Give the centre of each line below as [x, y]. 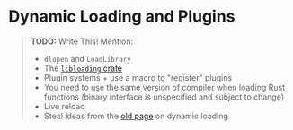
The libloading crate [83, 68]
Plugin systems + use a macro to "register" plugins [138, 77]
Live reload [65, 106]
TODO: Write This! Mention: [82, 41]
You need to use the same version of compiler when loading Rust [164, 87]
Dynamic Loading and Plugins [122, 17]
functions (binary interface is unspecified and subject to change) [164, 97]
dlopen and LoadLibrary [87, 58]
